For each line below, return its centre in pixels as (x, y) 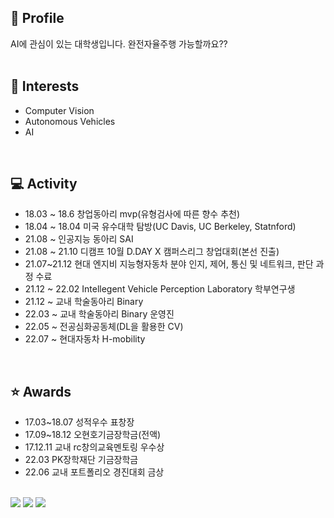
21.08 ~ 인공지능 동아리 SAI (79, 239)
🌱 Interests (45, 86)
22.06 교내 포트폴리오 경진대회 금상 (94, 472)
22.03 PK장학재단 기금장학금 (81, 460)
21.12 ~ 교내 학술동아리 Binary (84, 302)
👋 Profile (37, 18)
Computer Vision (59, 110)
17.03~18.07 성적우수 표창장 (79, 422)
